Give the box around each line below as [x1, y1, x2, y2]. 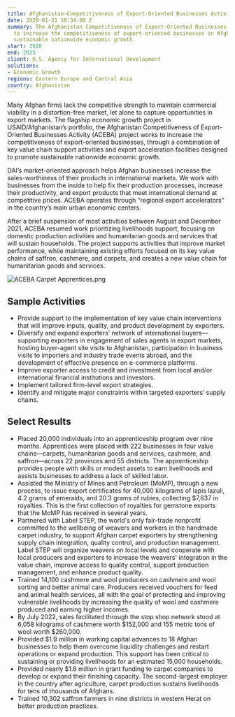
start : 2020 [7, 43, 42, 50]
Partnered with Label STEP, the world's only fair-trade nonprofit [17, 516, 201, 524]
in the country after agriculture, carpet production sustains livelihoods [17, 679, 219, 688]
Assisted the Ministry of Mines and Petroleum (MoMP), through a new [17, 479, 219, 487]
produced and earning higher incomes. [17, 605, 130, 614]
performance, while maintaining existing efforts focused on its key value [7, 247, 215, 255]
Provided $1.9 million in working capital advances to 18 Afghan [17, 635, 198, 643]
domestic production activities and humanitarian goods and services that [7, 232, 218, 240]
